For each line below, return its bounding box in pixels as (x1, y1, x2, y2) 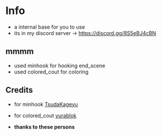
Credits (5, 85, 33, 95)
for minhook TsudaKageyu (14, 100, 78, 107)
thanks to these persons (14, 123, 75, 130)
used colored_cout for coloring (14, 68, 89, 75)
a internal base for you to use (14, 23, 86, 30)
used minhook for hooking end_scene (14, 62, 106, 69)
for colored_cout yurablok (14, 112, 77, 119)
